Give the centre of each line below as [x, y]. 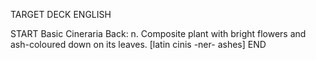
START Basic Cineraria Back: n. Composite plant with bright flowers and [158, 33]
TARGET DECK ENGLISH [61, 14]
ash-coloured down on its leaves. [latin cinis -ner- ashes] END [138, 44]
